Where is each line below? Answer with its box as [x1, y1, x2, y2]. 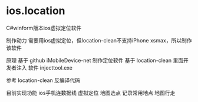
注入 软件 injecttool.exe [16, 64, 72, 71]
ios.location [6, 4, 66, 18]
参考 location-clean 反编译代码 [6, 77, 81, 84]
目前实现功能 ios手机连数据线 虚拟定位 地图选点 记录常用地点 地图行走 [6, 89, 176, 96]
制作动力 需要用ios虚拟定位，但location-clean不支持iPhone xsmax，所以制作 [6, 37, 192, 44]
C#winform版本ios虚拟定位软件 [6, 24, 82, 31]
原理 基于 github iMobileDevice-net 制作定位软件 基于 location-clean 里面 [6, 57, 184, 64]
